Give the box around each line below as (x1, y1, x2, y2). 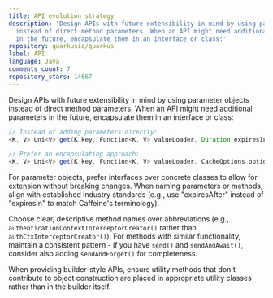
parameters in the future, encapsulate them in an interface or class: (8, 112, 234, 122)
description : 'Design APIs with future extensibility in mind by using (8, 20, 256, 28)
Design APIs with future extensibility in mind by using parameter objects (8, 94, 249, 104)
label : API (8, 50, 45, 58)
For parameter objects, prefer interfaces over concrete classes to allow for (8, 173, 258, 182)
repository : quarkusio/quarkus (8, 42, 115, 50)
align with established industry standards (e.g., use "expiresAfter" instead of (8, 190, 264, 199)
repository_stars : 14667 (8, 72, 93, 81)
